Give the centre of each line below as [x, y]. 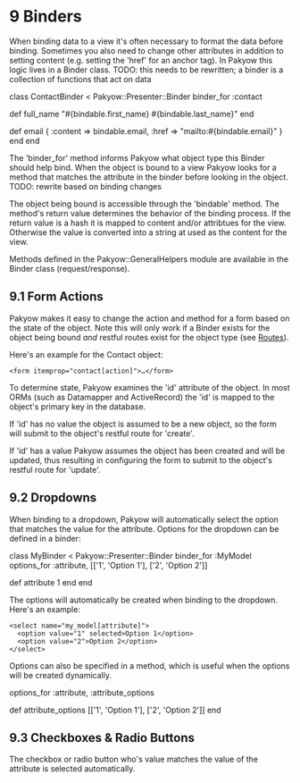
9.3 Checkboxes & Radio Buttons [102, 738]
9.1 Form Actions [57, 297]
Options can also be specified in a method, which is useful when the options [150, 665]
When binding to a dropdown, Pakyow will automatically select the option [144, 519]
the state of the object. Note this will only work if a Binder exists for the [140, 327]
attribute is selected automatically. [72, 769]
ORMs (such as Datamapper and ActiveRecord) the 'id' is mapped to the [142, 397]
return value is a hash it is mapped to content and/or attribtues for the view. [148, 223]
